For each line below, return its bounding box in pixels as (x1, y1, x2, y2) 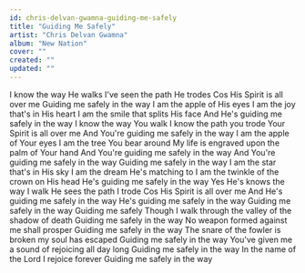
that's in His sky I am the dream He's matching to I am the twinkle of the (9, 166, 280, 177)
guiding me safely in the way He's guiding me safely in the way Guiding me (9, 195, 291, 206)
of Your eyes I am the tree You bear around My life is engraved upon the (9, 137, 280, 148)
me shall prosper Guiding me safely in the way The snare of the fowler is (9, 224, 281, 235)
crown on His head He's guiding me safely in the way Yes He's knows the (9, 176, 285, 187)
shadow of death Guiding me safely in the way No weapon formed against (9, 215, 288, 226)
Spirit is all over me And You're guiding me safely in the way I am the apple (9, 127, 290, 138)
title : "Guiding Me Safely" (9, 22, 117, 31)
